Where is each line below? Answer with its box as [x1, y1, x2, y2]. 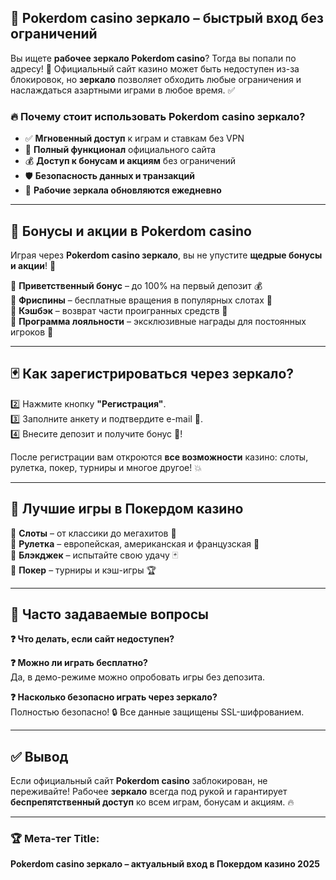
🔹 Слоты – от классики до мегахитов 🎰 [10, 527, 177, 539]
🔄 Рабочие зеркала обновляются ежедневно [24, 184, 222, 196]
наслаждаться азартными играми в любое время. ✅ [10, 84, 236, 96]
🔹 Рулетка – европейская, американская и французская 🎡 [10, 537, 260, 550]
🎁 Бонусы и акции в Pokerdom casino [10, 222, 252, 240]
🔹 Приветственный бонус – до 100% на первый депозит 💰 [10, 279, 263, 291]
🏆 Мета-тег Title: [10, 832, 100, 846]
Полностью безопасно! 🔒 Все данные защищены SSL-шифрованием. [10, 706, 305, 718]
